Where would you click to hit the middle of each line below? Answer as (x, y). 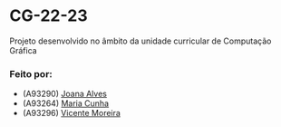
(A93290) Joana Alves (64, 94)
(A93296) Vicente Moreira (71, 113)
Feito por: (31, 73)
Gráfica (24, 50)
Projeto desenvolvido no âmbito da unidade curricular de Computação (140, 41)
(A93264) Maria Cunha (66, 103)
